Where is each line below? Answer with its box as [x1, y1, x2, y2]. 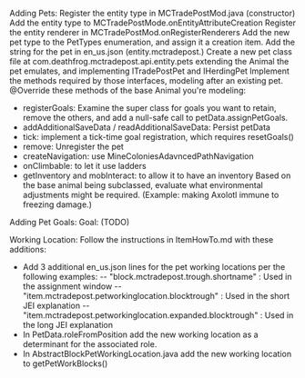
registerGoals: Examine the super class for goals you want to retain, [22, 103, 277, 113]
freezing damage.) [22, 199, 93, 210]
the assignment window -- [22, 281, 122, 292]
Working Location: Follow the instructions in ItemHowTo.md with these [9, 234, 274, 244]
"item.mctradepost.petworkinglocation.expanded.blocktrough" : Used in [22, 310, 294, 321]
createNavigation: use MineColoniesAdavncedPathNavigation [22, 151, 254, 162]
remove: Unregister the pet [22, 141, 125, 152]
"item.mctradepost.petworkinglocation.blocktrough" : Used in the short [22, 291, 290, 301]
